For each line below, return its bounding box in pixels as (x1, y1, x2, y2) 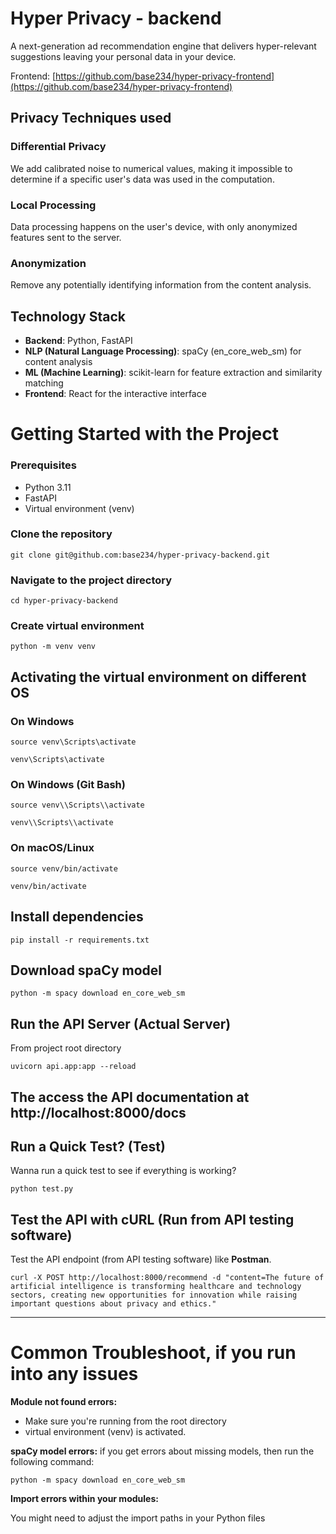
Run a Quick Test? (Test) (10, 1138, 166, 1155)
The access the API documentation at (10, 1088, 250, 1106)
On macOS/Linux (10, 841, 95, 855)
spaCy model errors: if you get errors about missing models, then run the (10, 1445, 315, 1457)
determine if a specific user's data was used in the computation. (10, 173, 275, 185)
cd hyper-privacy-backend (10, 596, 118, 606)
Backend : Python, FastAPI (24, 335, 133, 347)
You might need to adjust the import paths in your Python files (10, 1512, 266, 1524)
